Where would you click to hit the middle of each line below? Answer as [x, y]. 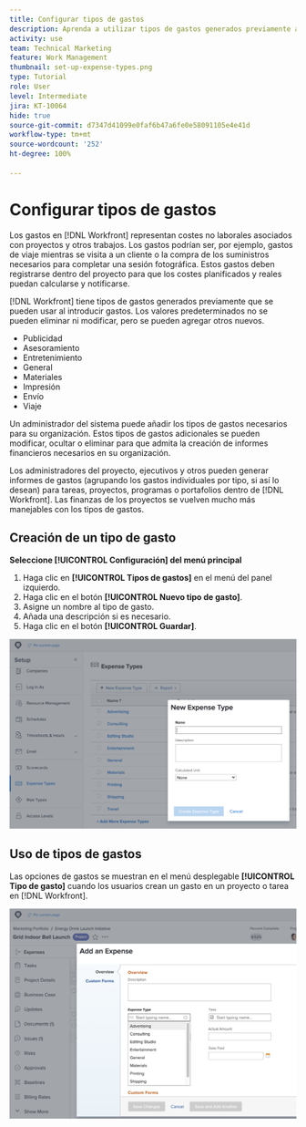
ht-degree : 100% [40, 154]
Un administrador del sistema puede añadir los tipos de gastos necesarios [148, 423]
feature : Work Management [58, 58]
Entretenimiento [52, 357]
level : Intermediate [49, 96]
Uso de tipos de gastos [76, 854]
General [37, 367]
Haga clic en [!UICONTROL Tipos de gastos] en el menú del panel [147, 577]
